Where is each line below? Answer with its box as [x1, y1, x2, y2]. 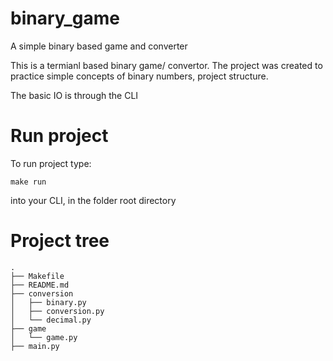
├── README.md [10, 280, 70, 290]
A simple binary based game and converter [10, 40, 188, 52]
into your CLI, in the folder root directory [10, 194, 177, 206]
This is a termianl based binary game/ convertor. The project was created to [10, 59, 323, 71]
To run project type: [10, 157, 92, 169]
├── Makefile [10, 271, 65, 281]
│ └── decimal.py [10, 315, 92, 325]
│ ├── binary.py [10, 297, 87, 307]
